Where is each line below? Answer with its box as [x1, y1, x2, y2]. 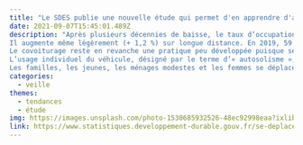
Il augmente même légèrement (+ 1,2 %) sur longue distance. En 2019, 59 [9, 38, 293, 48]
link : [9, 122, 30, 131]
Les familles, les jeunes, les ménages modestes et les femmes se [9, 64, 264, 73]
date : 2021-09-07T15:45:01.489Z [9, 22, 131, 31]
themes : [9, 88, 39, 97]
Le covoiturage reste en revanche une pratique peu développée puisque [9, 47, 284, 56]
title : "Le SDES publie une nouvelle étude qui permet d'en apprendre [9, 13, 280, 23]
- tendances [17, 96, 63, 106]
